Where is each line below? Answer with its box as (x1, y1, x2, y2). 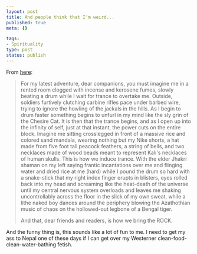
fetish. (57, 240, 73, 248)
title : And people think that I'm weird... (6, 14, 115, 20)
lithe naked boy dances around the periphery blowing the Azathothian (20, 199, 191, 206)
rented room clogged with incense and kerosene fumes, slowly (20, 86, 174, 93)
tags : (6, 36, 19, 42)
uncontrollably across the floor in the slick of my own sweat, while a (20, 193, 186, 200)
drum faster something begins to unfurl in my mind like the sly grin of (20, 111, 189, 118)
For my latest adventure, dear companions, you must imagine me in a (20, 80, 189, 87)
